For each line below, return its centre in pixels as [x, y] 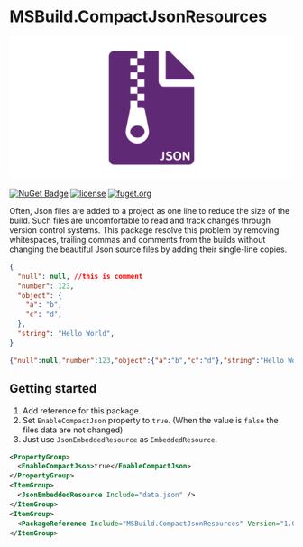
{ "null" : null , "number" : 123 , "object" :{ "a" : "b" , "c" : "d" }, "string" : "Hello [147, 360]
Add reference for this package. [82, 410]
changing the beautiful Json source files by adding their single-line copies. [148, 249]
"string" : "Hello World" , [66, 334]
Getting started [53, 389]
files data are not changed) [73, 430]
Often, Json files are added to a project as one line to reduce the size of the [150, 210]
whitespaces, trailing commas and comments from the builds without [138, 239]
